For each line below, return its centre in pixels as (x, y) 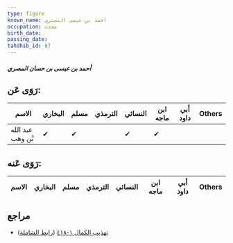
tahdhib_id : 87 (29, 46)
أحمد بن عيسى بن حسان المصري (49, 68)
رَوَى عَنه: (24, 163)
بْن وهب (22, 138)
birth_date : (24, 33)
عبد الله (22, 130)
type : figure (26, 14)
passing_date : (28, 40)
